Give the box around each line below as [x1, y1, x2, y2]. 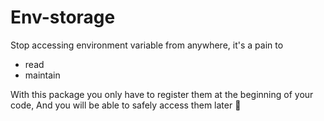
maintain [24, 69, 61, 81]
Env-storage [10, 6, 116, 29]
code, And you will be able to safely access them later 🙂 [10, 99, 242, 111]
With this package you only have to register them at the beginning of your [10, 88, 314, 100]
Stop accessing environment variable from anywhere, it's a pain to [10, 39, 284, 51]
